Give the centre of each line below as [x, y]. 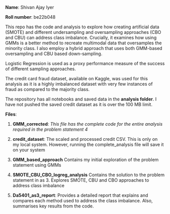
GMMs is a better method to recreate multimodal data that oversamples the [83, 43]
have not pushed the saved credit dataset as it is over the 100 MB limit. [79, 104]
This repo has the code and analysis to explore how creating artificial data [82, 27]
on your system [29, 150]
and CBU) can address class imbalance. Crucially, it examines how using [81, 38]
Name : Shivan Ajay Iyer [30, 7]
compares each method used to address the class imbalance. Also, [82, 201]
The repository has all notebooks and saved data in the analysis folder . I [81, 99]
